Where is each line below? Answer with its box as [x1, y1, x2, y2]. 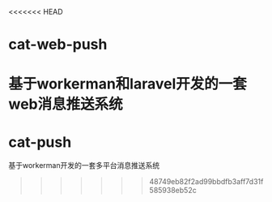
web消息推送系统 [8, 95, 123, 114]
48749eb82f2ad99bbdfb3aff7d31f [149, 177, 264, 187]
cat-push [8, 133, 72, 151]
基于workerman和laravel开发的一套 [8, 75, 247, 93]
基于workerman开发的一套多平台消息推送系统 [8, 161, 160, 170]
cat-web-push [8, 36, 108, 54]
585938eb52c [149, 186, 197, 196]
